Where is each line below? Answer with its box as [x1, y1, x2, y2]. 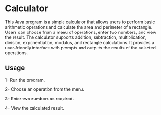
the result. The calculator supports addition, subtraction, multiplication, [5, 34, 147, 40]
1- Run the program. [5, 77, 45, 82]
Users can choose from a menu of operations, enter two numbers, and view [5, 29, 157, 35]
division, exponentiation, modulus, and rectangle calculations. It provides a [5, 39, 154, 45]
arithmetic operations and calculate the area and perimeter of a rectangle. [5, 24, 153, 30]
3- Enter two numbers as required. [5, 96, 74, 101]
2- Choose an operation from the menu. [5, 86, 85, 92]
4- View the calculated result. [5, 105, 64, 111]
